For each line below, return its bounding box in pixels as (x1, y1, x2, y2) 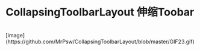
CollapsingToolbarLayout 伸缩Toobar (5, 5, 195, 19)
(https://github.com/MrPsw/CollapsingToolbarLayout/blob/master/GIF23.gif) (5, 38, 195, 45)
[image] (5, 31, 25, 39)
